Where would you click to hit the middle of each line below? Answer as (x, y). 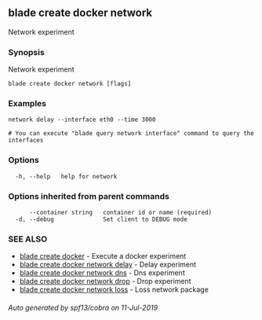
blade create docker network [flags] (70, 84)
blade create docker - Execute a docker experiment (103, 256)
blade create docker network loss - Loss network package (114, 289)
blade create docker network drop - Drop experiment (105, 281)
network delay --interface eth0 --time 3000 (82, 120)
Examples (27, 104)
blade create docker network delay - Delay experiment (108, 265)
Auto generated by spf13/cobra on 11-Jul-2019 (83, 307)
